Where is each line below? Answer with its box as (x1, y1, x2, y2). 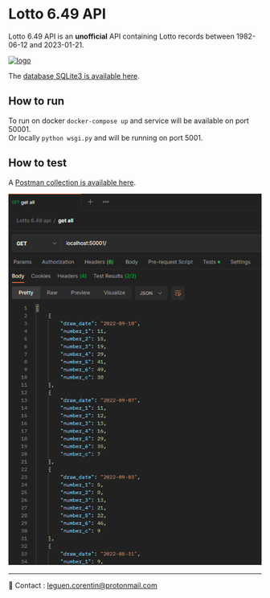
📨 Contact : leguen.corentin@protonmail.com (8, 580, 158, 590)
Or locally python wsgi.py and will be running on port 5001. (8, 133, 203, 142)
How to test (8, 156, 67, 170)
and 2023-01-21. (29, 39, 84, 49)
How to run (8, 94, 65, 109)
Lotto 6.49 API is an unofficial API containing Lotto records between (8, 31, 235, 41)
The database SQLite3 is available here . (8, 71, 141, 80)
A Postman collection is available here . (8, 178, 137, 187)
